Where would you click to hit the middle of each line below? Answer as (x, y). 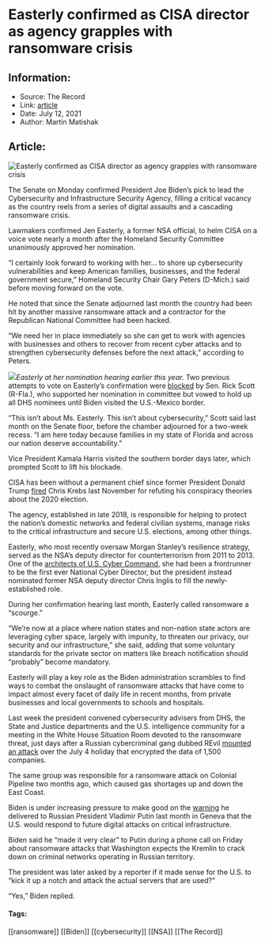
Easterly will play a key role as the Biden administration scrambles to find (127, 677)
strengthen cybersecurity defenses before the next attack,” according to (126, 352)
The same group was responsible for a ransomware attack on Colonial (123, 775)
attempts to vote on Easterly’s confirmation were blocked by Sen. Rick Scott (132, 386)
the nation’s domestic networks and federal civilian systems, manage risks (129, 523)
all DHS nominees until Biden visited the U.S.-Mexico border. (107, 402)
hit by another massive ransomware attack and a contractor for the (117, 312)
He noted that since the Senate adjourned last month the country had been (130, 303)
